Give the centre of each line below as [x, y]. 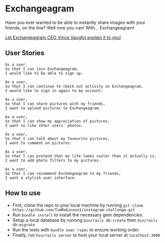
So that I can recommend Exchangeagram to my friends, [63, 173]
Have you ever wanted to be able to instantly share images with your [75, 22]
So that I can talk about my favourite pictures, [58, 138]
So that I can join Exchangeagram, [42, 69]
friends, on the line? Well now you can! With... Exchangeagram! [70, 27]
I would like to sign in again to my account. [54, 91]
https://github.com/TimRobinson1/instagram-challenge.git [74, 210]
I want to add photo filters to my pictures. [53, 160]
